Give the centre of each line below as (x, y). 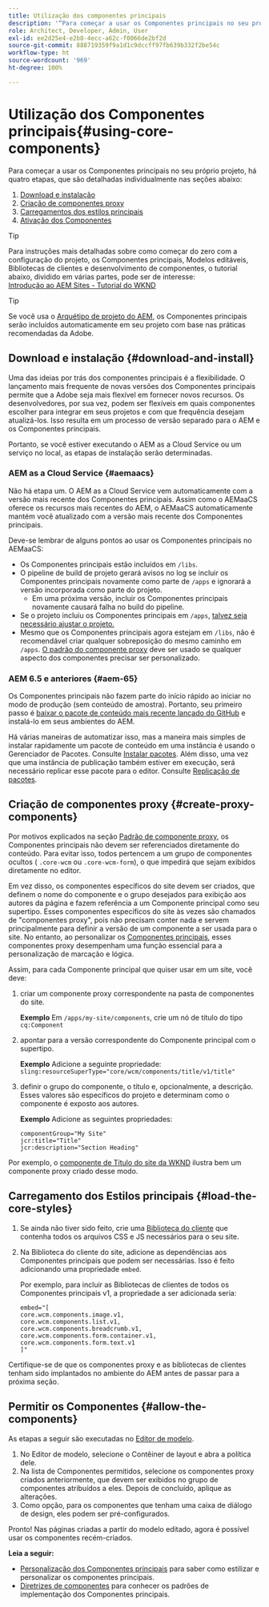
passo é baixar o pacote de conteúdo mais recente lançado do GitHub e (127, 713)
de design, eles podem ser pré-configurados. (95, 1513)
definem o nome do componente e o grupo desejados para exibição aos (127, 894)
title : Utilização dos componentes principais (87, 16)
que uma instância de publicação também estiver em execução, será (122, 763)
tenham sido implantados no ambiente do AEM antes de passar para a (124, 1373)
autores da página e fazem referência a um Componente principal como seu (134, 903)
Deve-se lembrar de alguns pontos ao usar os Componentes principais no (130, 540)
